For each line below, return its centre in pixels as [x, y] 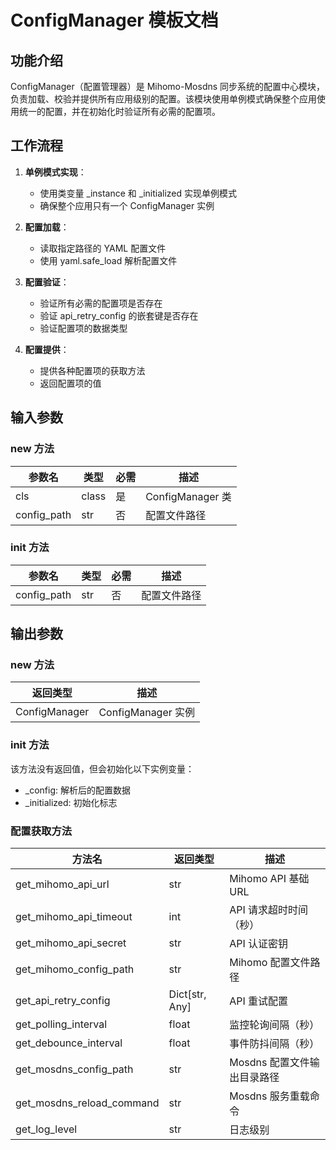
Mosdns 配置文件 [269, 1063]
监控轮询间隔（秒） [274, 1025]
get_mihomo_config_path [75, 969]
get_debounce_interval [69, 1043]
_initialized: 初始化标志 [71, 802]
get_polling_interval [61, 1024]
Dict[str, [187, 994]
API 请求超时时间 [269, 910]
